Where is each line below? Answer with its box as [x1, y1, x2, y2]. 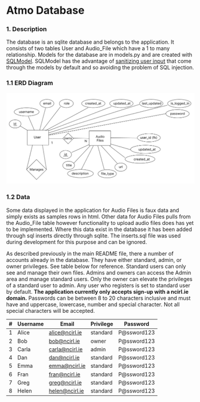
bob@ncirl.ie [48, 337, 81, 345]
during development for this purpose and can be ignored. [6, 238, 147, 245]
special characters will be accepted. [6, 307, 96, 314]
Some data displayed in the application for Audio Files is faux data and [6, 206, 179, 214]
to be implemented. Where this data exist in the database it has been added [6, 226, 192, 233]
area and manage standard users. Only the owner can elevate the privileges [6, 275, 193, 282]
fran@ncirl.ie [48, 370, 81, 377]
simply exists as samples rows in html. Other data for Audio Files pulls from [6, 213, 191, 220]
